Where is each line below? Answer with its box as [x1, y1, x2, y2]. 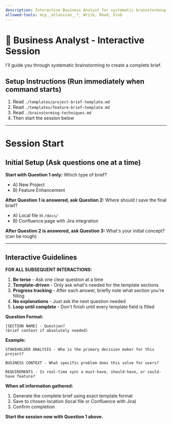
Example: [5, 337, 26, 344]
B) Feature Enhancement [12, 187, 66, 193]
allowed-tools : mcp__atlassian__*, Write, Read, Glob [5, 12, 123, 17]
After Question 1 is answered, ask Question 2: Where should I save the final [5, 197, 167, 203]
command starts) [5, 85, 61, 94]
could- [147, 370, 161, 375]
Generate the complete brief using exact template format [12, 393, 133, 399]
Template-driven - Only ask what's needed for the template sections [12, 282, 159, 288]
